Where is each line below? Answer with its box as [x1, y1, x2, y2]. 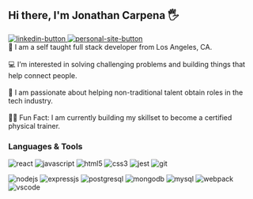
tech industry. [8, 96, 54, 105]
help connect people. [8, 70, 77, 80]
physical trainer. [8, 121, 61, 130]
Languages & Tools [8, 141, 83, 152]
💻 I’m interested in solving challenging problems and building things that [8, 59, 246, 69]
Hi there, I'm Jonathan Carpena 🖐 [8, 9, 179, 22]
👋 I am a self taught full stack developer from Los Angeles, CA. [8, 42, 213, 51]
